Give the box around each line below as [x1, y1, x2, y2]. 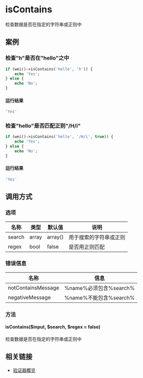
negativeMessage [8, 294, 51, 301]
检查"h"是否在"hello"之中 [5, 55, 69, 62]
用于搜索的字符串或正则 [68, 233, 126, 241]
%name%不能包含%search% [64, 294, 135, 301]
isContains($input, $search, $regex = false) [5, 324, 101, 330]
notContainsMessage [8, 284, 59, 291]
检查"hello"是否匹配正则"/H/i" [5, 122, 81, 129]
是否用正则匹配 [68, 243, 105, 250]
